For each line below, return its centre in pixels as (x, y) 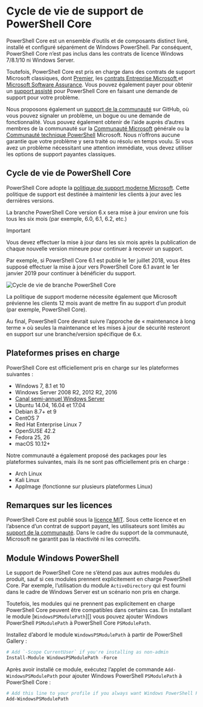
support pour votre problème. (43, 97)
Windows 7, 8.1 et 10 (40, 386)
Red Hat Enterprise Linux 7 (48, 424)
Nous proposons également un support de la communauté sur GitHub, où (98, 109)
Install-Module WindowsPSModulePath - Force (62, 658)
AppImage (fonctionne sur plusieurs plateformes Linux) (84, 486)
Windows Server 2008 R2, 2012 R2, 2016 (66, 392)
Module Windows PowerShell (63, 558)
